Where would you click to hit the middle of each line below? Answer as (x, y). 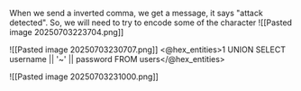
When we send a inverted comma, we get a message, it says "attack (136, 13)
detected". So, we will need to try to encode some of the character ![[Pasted (151, 23)
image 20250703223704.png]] (67, 32)
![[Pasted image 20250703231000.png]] (84, 77)
